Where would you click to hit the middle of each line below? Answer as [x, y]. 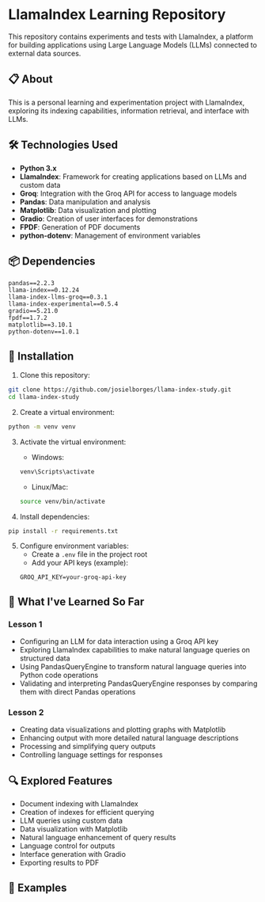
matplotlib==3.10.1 [40, 325]
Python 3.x [38, 168]
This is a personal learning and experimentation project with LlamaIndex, [127, 102]
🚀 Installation [41, 356]
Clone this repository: [55, 375]
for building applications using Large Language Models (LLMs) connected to [132, 44]
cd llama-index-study [44, 398]
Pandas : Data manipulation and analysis [85, 202]
